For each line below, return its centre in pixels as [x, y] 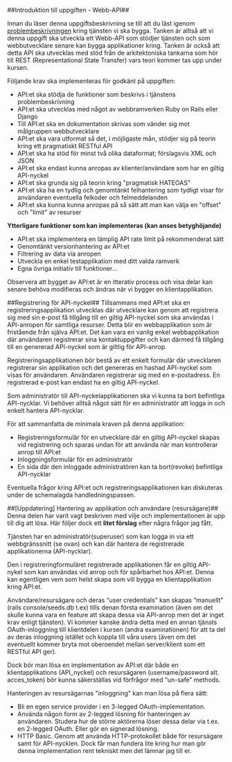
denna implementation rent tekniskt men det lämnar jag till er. [104, 751]
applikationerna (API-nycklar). [50, 551]
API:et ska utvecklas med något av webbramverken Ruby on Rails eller [117, 109]
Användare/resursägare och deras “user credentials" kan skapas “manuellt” [115, 600]
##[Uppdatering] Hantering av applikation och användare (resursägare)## [113, 508]
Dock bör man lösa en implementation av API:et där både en [93, 665]
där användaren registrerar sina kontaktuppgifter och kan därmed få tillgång [115, 339]
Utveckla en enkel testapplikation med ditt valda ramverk [98, 261]
